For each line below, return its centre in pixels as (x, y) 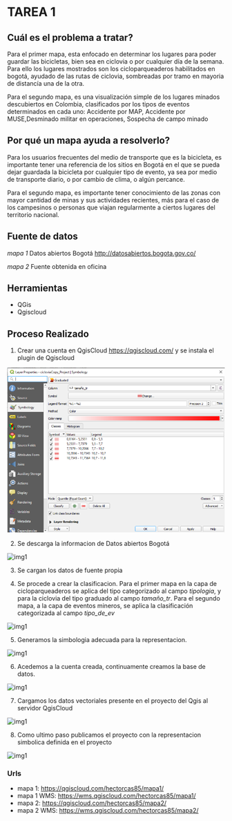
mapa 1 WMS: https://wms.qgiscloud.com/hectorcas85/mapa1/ (107, 796)
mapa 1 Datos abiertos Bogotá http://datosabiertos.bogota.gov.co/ (101, 253)
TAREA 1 (32, 12)
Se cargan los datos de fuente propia (70, 570)
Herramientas (37, 289)
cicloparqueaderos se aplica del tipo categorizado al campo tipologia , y (119, 591)
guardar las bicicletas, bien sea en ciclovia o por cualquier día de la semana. (116, 62)
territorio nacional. (33, 214)
